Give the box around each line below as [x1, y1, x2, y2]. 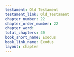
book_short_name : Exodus [5, 35, 56, 40]
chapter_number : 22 [5, 16, 45, 21]
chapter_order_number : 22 [5, 21, 58, 26]
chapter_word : [5, 26, 35, 31]
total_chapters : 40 [5, 30, 45, 35]
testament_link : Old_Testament [5, 12, 70, 17]
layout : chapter [5, 44, 38, 49]
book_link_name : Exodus [5, 40, 54, 45]
